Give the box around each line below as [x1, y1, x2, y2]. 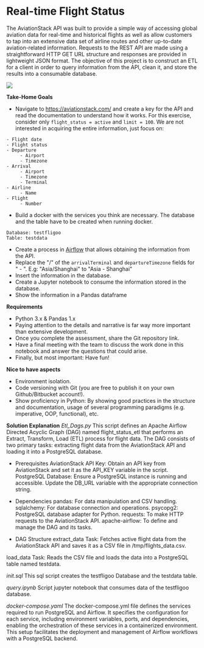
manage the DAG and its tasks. [15, 523, 93, 531]
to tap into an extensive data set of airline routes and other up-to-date [6, 37, 182, 45]
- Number [19, 201, 43, 207]
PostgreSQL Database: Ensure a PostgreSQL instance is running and [15, 473, 188, 480]
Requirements [6, 303, 43, 310]
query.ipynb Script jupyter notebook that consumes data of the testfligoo [6, 584, 189, 591]
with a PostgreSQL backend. [6, 635, 78, 642]
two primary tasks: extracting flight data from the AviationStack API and [6, 441, 186, 449]
